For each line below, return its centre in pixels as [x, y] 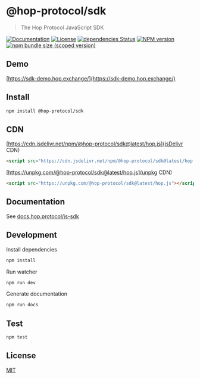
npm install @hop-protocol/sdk [45, 111]
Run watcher [22, 272]
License [21, 356]
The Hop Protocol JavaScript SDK [62, 27]
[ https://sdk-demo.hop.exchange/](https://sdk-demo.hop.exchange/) [91, 78]
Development [32, 235]
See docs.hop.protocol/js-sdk [43, 216]
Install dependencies [32, 249]
